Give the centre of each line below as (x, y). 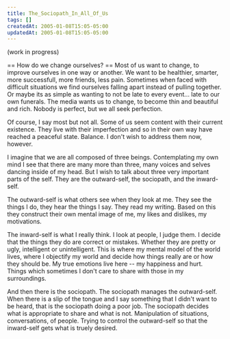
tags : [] (20, 20)
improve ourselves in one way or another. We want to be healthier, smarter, (113, 73)
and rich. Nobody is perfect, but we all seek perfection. (85, 109)
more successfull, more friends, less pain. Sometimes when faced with (107, 80)
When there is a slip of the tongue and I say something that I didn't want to (112, 299)
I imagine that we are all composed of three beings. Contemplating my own (113, 158)
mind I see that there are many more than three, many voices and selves (109, 164)
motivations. (25, 222)
